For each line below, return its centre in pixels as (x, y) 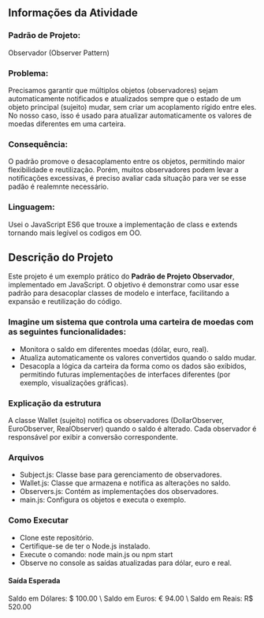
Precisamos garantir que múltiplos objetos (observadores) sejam (113, 90)
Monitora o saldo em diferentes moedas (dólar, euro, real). (114, 349)
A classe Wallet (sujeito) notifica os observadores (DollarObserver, (116, 420)
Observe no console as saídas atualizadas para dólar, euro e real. (126, 563)
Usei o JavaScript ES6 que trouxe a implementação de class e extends (123, 224)
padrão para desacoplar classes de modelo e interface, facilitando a (119, 293)
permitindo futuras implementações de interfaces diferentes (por (125, 374)
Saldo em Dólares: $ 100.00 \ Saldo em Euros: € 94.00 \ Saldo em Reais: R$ (131, 598)
